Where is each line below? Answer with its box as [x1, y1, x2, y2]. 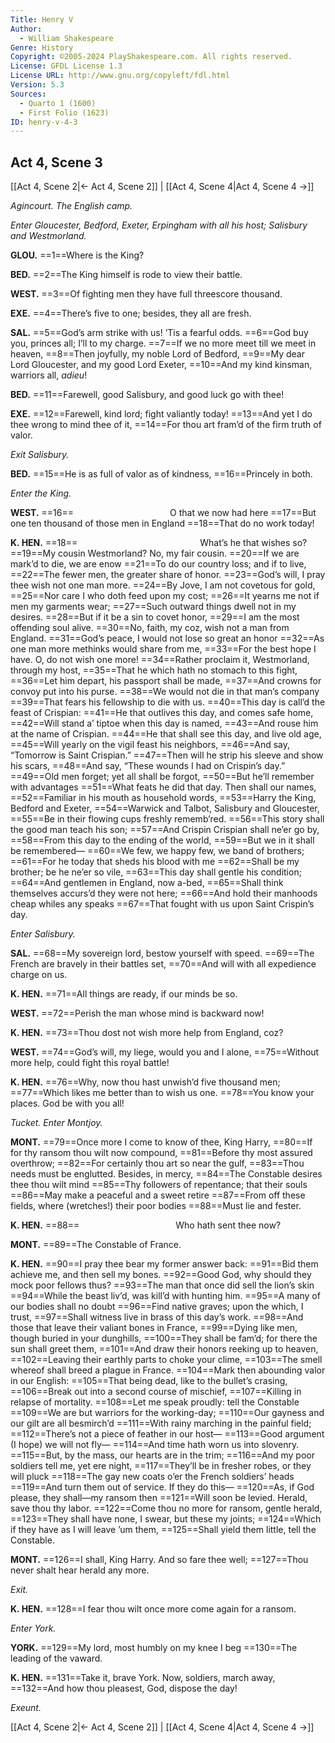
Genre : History [10, 42, 74, 53]
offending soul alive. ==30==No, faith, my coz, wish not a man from [10, 622, 290, 634]
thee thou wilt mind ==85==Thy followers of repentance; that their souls [10, 1179, 308, 1191]
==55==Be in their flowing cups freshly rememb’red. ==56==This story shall [10, 813, 325, 825]
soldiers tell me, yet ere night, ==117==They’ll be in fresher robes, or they [10, 1460, 312, 1472]
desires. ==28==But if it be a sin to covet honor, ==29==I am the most [10, 611, 300, 623]
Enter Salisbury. [10, 928, 76, 940]
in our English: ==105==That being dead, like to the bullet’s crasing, [10, 1375, 288, 1387]
